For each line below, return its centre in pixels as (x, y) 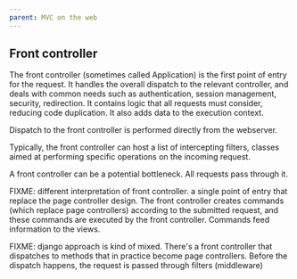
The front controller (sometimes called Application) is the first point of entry (148, 75)
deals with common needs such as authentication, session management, (143, 94)
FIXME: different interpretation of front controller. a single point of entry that (148, 192)
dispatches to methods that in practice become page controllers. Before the (148, 256)
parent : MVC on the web (54, 17)
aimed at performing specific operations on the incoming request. (130, 157)
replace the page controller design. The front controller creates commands (147, 201)
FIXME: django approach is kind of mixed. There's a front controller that (141, 247)
